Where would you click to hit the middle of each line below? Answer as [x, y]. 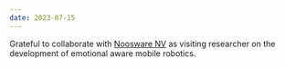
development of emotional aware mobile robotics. [103, 53]
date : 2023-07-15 [42, 18]
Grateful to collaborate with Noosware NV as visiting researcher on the [142, 44]
